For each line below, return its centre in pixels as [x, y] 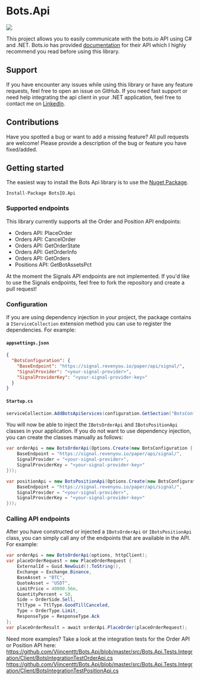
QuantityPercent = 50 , [45, 594]
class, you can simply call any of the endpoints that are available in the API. [98, 538]
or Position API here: [31, 645]
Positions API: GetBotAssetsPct [53, 264]
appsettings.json [28, 343]
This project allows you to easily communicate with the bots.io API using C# [99, 38]
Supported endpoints [38, 208]
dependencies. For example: [41, 330]
